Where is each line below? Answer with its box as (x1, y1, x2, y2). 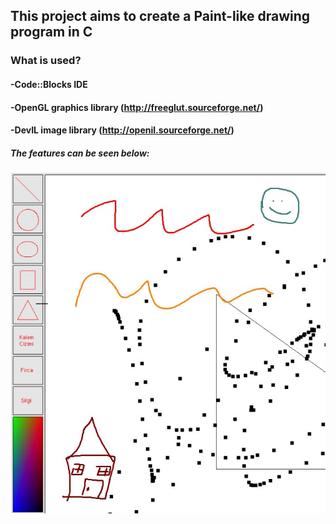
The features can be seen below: (10, 147, 150, 159)
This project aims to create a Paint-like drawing (10, 8, 311, 25)
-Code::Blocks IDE (10, 78, 88, 90)
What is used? (10, 54, 82, 68)
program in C (10, 24, 93, 41)
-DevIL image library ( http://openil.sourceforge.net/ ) (10, 124, 235, 136)
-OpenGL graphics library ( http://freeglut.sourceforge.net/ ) (10, 101, 264, 113)
